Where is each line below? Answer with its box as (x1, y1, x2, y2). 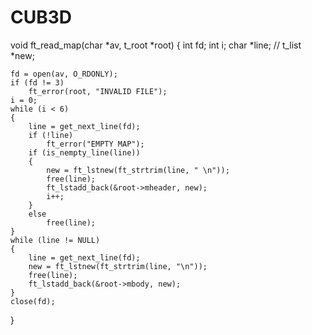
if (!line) (28, 130, 74, 140)
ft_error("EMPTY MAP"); (46, 139, 145, 149)
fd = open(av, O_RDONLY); (10, 69, 118, 79)
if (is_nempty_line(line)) (28, 147, 141, 158)
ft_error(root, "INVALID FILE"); (28, 86, 168, 96)
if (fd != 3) (10, 77, 65, 88)
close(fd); (10, 296, 56, 306)
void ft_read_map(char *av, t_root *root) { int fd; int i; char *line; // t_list (10, 39, 302, 51)
